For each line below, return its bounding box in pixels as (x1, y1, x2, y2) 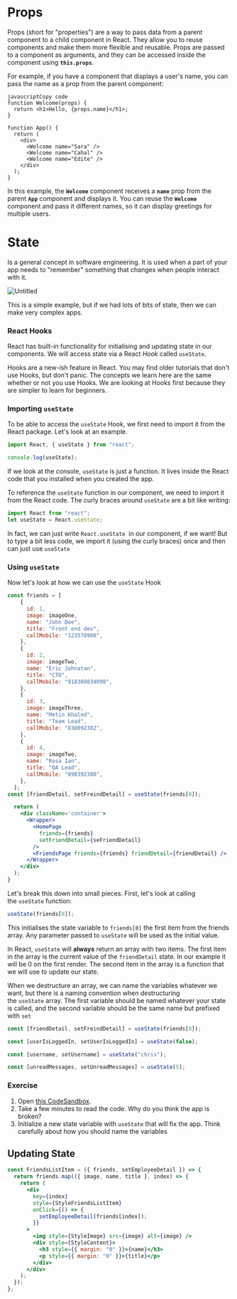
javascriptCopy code (7, 93, 69, 100)
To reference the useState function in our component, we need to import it (7, 488, 225, 497)
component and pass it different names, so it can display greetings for (7, 201, 213, 210)
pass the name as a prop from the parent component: (7, 79, 164, 88)
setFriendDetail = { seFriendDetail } (38, 836, 141, 843)
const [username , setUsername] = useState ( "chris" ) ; (7, 1051, 167, 1058)
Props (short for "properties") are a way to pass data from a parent (7, 28, 203, 36)
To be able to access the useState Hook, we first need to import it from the (7, 420, 226, 428)
